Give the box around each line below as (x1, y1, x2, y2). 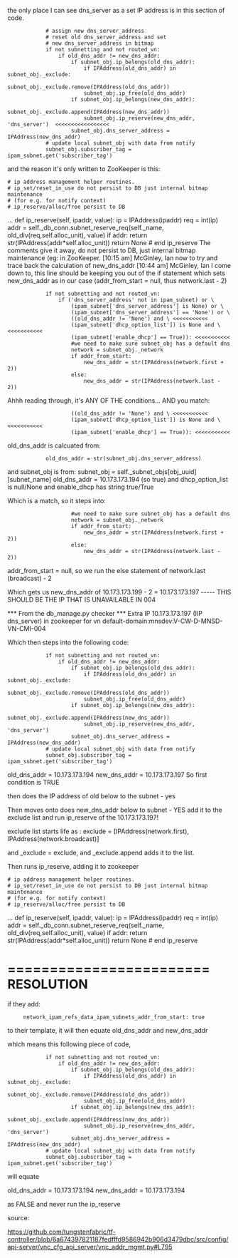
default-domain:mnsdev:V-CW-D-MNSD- (102, 617, 223, 625)
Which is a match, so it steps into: (7, 497, 107, 505)
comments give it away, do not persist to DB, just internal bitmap (7, 246, 196, 254)
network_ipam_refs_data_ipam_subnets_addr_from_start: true (23, 1014, 205, 1021)
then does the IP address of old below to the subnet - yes (7, 792, 176, 800)
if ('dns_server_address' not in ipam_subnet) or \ (58, 297, 215, 304)
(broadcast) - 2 (7, 574, 52, 582)
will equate (7, 1172, 40, 1180)
